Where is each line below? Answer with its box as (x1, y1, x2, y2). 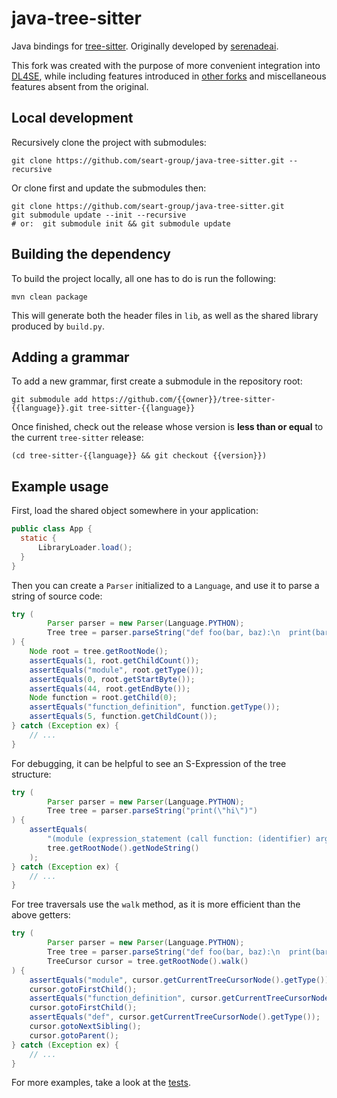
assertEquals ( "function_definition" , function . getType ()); (29, 702, 281, 712)
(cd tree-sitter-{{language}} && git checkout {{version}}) (11, 451, 268, 461)
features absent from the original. (11, 80, 149, 92)
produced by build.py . (11, 320, 105, 332)
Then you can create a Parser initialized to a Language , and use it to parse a (11, 579, 320, 591)
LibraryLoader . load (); (37, 542, 133, 552)
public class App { (11, 524, 93, 534)
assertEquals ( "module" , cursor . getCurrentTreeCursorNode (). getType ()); (29, 975, 334, 985)
